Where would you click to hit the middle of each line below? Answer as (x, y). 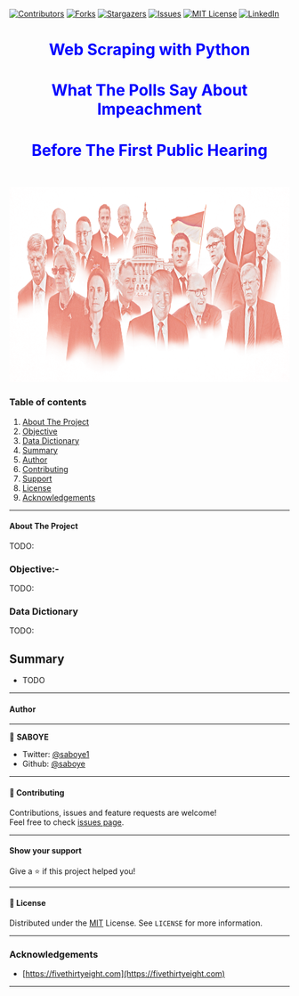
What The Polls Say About (149, 90)
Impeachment (149, 109)
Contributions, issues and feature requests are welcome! (113, 812)
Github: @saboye (54, 764)
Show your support (45, 851)
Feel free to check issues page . (67, 822)
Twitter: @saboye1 (56, 755)
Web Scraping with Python (149, 50)
